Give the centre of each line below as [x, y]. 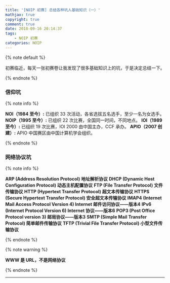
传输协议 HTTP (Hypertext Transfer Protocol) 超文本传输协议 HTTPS [77, 192]
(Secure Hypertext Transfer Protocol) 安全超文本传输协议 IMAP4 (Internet [83, 198]
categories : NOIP [24, 43]
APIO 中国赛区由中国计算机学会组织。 [56, 133]
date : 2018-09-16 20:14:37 [34, 29]
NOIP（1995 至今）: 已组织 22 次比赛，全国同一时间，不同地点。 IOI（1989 [84, 120]
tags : [11, 33]
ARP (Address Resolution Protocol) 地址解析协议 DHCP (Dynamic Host [80, 179]
